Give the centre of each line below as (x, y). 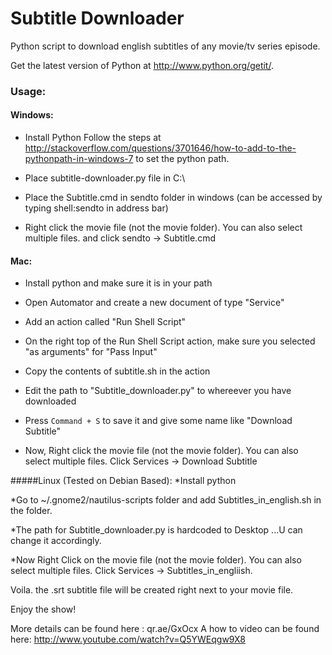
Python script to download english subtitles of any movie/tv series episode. (165, 46)
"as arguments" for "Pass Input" (91, 352)
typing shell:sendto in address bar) (96, 208)
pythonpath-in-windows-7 (79, 159)
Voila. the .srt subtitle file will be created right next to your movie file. (152, 590)
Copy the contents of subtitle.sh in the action (117, 371)
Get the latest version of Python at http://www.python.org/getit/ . (142, 65)
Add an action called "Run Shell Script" (105, 322)
